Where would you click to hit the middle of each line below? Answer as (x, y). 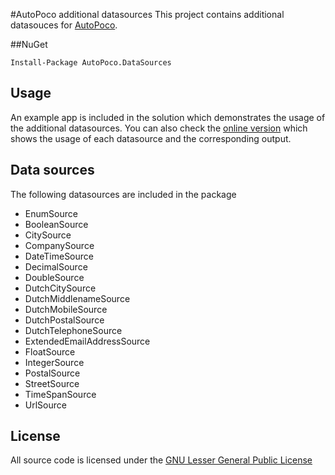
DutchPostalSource (64, 320)
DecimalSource (56, 266)
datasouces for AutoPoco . (64, 25)
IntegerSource (54, 362)
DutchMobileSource (66, 309)
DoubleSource (54, 277)
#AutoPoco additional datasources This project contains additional (147, 14)
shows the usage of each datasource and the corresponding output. (151, 138)
